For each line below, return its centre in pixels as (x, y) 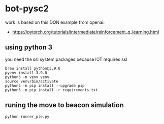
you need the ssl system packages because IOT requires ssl (66, 59)
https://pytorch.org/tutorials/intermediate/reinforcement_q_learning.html (85, 32)
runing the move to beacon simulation (65, 105)
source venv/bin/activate (32, 81)
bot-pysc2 (27, 9)
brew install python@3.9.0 (33, 68)
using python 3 (29, 47)
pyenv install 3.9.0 (26, 73)
